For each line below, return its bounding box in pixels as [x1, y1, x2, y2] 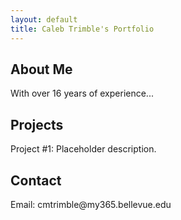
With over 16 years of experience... [10, 87, 154, 100]
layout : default [10, 14, 78, 25]
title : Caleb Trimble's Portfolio [10, 24, 155, 34]
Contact [10, 172, 62, 189]
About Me [10, 61, 73, 78]
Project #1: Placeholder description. [10, 143, 157, 155]
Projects [10, 116, 64, 133]
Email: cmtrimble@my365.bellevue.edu [10, 198, 172, 210]
